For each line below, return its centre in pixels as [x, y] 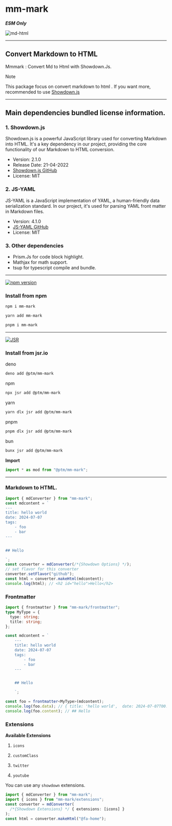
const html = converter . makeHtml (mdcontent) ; [55, 579]
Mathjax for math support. [40, 262]
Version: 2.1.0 [27, 159]
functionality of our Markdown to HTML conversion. [60, 150]
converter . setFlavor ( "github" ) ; [40, 574]
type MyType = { [23, 612]
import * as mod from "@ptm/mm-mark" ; [47, 470]
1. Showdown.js [25, 127]
